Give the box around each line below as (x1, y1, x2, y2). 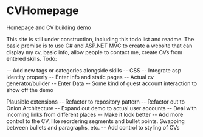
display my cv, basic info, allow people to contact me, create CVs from (6, 48, 183, 55)
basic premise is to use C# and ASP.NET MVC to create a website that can (6, 42, 193, 49)
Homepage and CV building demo (6, 24, 91, 31)
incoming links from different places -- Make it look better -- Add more (6, 111, 184, 118)
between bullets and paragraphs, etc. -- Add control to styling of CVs (6, 124, 180, 131)
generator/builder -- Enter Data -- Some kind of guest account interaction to (6, 80, 198, 87)
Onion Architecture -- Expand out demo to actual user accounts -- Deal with (6, 104, 198, 111)
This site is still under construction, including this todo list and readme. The (6, 35, 194, 43)
